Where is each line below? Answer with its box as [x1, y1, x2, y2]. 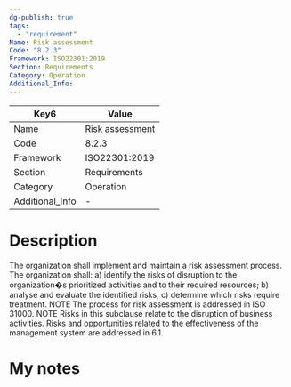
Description [9, 230, 98, 250]
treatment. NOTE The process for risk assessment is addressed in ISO [9, 299, 266, 310]
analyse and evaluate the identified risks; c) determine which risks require [9, 289, 280, 300]
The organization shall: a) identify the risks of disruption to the [9, 269, 238, 280]
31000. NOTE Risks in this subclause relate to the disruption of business [9, 308, 273, 318]
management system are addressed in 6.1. [9, 327, 164, 338]
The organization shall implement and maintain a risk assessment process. [9, 260, 283, 270]
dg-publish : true [9, 12, 74, 22]
